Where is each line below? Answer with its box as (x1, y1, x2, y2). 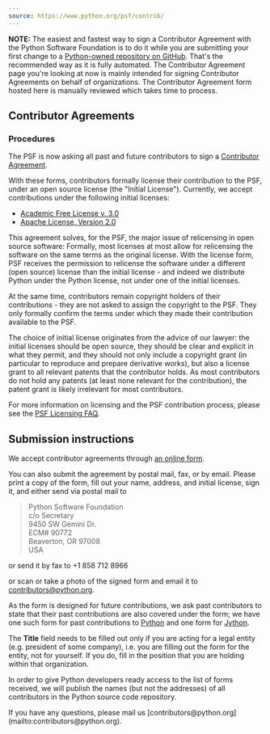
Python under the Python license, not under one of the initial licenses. (8, 276, 241, 285)
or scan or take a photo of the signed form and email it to (8, 576, 198, 586)
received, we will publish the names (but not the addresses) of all (8, 684, 226, 694)
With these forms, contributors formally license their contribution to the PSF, (8, 175, 263, 186)
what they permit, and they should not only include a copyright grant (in (8, 350, 247, 360)
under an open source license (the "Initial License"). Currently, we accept (8, 184, 253, 194)
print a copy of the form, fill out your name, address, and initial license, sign (8, 478, 260, 487)
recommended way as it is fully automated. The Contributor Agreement (8, 60, 246, 70)
